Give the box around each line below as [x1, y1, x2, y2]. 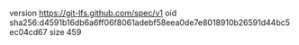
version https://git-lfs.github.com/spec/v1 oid [9, 8, 177, 18]
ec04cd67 [9, 27, 48, 37]
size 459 [49, 27, 82, 37]
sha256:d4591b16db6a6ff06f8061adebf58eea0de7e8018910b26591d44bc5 [9, 17, 291, 28]
